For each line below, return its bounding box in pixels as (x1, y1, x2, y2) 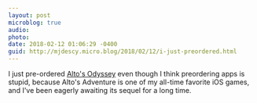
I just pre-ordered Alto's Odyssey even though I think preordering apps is (8, 69, 245, 78)
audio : (8, 26, 30, 34)
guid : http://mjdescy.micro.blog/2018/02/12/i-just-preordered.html (8, 48, 237, 55)
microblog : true (8, 19, 61, 27)
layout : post (8, 11, 51, 20)
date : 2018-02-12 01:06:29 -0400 (8, 41, 118, 48)
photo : (8, 33, 30, 41)
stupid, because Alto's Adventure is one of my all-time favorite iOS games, (8, 77, 250, 87)
